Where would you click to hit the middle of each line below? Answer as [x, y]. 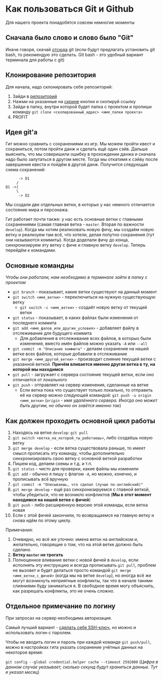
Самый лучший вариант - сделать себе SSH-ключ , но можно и [71, 627]
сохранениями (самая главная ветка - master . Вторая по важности [75, 224]
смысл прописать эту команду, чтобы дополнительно [68, 453]
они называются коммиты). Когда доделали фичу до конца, [67, 240]
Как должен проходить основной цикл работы [81, 421]
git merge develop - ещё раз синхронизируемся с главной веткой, [81, 489]
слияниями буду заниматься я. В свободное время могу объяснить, [83, 586]
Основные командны [40, 265]
